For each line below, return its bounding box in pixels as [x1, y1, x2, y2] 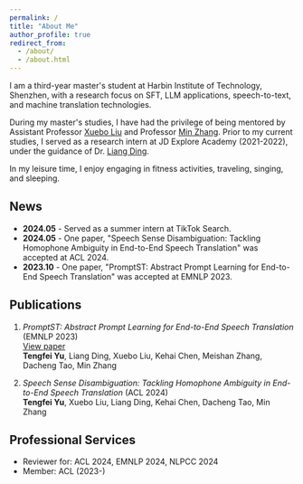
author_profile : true [9, 30, 91, 39]
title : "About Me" [9, 22, 79, 31]
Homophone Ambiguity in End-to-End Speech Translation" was [22, 242, 259, 253]
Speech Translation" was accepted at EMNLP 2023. [39, 270, 232, 281]
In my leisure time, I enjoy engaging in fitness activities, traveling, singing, [9, 164, 284, 174]
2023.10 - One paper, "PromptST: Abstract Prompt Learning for [22, 261, 260, 272]
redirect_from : [9, 38, 67, 48]
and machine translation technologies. [9, 100, 152, 109]
